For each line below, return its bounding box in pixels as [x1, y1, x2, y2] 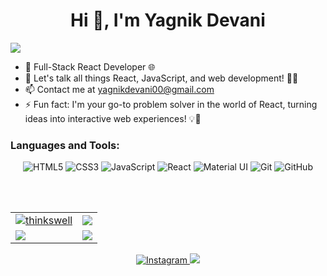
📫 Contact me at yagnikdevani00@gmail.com [24, 83, 215, 95]
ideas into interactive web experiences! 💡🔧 [24, 112, 202, 124]
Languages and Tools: [10, 138, 120, 152]
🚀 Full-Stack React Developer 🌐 [24, 60, 156, 73]
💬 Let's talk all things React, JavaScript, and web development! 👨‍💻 [24, 72, 299, 84]
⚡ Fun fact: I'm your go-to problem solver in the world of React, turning [24, 98, 318, 110]
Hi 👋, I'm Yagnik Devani [70, 9, 266, 32]
